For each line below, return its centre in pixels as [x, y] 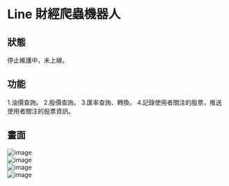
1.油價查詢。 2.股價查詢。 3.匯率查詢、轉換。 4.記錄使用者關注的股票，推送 [115, 102]
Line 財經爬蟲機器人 [64, 14]
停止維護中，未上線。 [38, 60]
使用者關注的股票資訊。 [41, 111]
